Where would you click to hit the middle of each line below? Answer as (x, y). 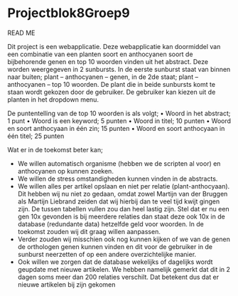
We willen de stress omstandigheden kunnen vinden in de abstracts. (118, 179)
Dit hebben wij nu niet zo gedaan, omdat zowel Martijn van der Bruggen (123, 194)
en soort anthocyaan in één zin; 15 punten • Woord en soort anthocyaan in (116, 128)
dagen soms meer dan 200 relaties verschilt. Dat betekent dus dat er (118, 277)
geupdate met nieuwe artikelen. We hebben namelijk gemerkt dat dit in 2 (124, 269)
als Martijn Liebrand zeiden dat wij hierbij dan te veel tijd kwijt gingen (119, 201)
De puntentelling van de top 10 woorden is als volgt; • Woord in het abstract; (119, 113)
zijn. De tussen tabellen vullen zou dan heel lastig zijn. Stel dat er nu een (123, 208)
